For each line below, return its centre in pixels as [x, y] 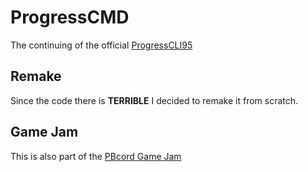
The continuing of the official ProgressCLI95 [101, 45]
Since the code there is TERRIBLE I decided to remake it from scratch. [154, 100]
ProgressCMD [70, 17]
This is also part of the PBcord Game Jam [96, 156]
